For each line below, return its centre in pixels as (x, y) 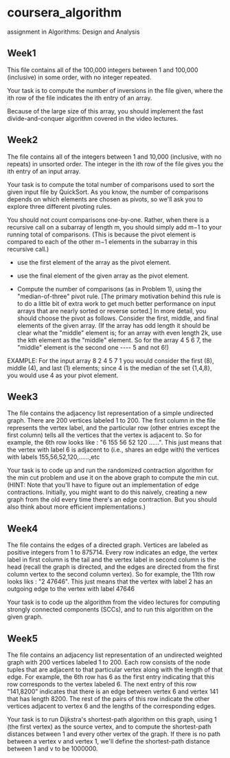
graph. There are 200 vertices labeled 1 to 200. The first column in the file (112, 421)
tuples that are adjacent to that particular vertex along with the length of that (115, 669)
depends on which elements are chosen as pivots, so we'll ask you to (105, 199)
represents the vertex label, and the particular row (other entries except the (114, 428)
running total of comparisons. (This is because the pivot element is (102, 234)
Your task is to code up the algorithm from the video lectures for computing (114, 602)
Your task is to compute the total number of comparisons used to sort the (111, 184)
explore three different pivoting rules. (59, 206)
